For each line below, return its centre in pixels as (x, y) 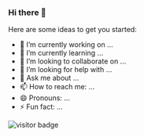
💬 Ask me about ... (49, 78)
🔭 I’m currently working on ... (66, 45)
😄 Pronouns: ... (45, 98)
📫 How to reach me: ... (57, 87)
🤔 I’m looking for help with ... (66, 70)
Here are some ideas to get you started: (73, 30)
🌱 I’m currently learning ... (61, 53)
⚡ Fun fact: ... (41, 107)
